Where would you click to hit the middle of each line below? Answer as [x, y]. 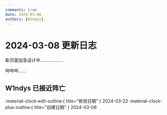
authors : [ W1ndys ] [24, 19]
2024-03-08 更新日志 [51, 45]
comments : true [21, 10]
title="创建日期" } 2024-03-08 [65, 107]
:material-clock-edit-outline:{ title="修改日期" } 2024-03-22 [67, 101]
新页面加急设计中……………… [34, 60]
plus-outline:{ [19, 107]
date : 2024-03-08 [23, 14]
